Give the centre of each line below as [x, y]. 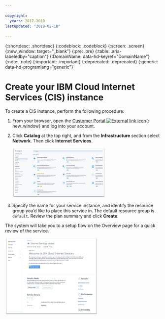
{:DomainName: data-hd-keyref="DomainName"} [100, 56]
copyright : [16, 16]
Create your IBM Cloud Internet [70, 87]
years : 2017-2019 [27, 21]
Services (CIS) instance [54, 98]
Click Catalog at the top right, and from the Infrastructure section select [86, 136]
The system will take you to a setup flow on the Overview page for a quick [80, 226]
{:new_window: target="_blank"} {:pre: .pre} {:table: [57, 51]
